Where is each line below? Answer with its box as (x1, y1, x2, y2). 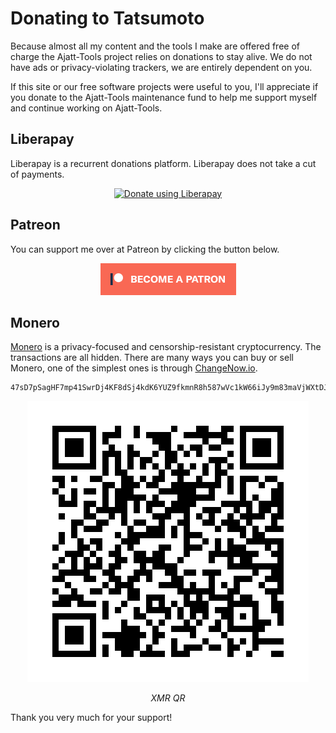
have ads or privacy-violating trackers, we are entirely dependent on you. (10, 61, 313, 73)
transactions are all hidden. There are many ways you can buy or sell (10, 352, 294, 364)
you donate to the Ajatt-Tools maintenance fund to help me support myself (10, 91, 318, 103)
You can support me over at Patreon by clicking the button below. (10, 243, 280, 255)
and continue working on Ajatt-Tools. (10, 102, 163, 114)
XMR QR (150, 692, 186, 704)
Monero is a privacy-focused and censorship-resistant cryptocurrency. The (10, 341, 322, 353)
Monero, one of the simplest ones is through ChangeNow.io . (10, 362, 258, 374)
